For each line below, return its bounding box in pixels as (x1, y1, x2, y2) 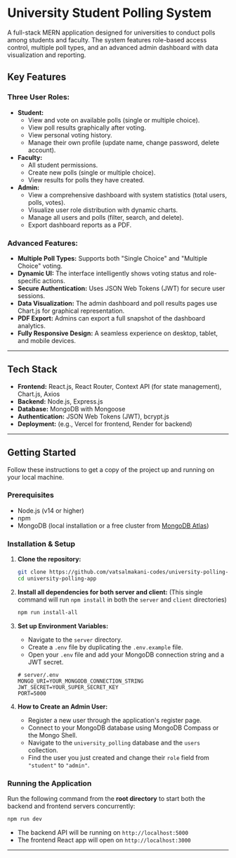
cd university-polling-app (17, 576, 97, 583)
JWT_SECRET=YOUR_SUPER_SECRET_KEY (17, 683, 119, 691)
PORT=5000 (17, 690, 47, 697)
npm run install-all (17, 609, 78, 616)
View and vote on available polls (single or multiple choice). (27, 116, 200, 124)
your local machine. (7, 473, 65, 481)
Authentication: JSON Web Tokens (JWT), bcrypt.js (17, 412, 170, 421)
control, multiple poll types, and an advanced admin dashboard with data (7, 43, 219, 51)
